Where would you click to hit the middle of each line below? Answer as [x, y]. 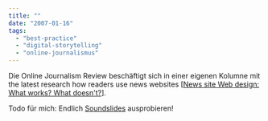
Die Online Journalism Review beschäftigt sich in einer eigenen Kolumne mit [134, 76]
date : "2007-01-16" [41, 23]
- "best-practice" [47, 38]
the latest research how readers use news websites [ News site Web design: [134, 84]
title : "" [25, 16]
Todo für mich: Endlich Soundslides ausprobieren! [91, 108]
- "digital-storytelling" [59, 46]
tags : [17, 30]
